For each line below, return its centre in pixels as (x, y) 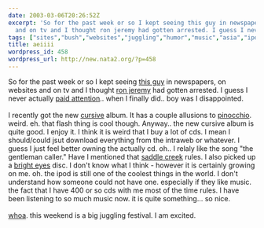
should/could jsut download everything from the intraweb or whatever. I (124, 140)
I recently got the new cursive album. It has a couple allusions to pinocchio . (130, 115)
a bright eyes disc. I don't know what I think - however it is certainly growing (132, 165)
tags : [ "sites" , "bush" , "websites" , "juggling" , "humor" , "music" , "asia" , (126, 37)
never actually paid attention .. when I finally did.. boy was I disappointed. (126, 98)
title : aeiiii (31, 45)
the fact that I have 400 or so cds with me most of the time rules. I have (124, 190)
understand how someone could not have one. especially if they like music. (130, 182)
